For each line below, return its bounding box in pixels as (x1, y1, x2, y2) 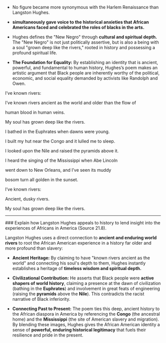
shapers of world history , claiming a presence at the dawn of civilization (12, 280, 161, 286)
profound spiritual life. (12, 50, 57, 56)
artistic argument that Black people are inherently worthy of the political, (12, 70, 160, 76)
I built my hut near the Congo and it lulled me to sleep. (5, 138, 115, 144)
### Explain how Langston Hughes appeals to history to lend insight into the (5, 220, 161, 225)
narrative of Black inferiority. (12, 296, 71, 302)
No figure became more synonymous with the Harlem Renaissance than (12, 4, 159, 10)
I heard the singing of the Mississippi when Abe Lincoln (5, 157, 118, 163)
